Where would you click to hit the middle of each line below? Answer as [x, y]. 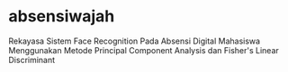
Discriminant [32, 60]
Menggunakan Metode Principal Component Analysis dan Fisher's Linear [144, 50]
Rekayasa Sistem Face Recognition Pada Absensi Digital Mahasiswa [135, 41]
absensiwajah [62, 16]
